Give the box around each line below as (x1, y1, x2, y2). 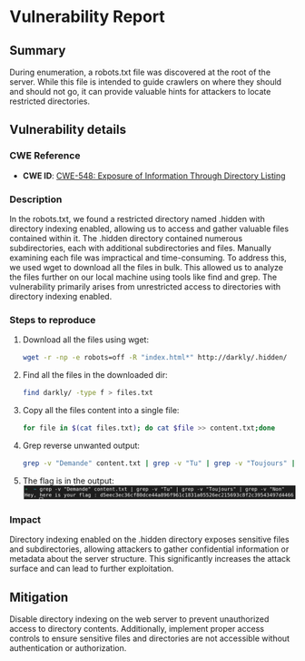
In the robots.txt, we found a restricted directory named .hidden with (9, 213, 265, 224)
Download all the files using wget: (22, 334, 150, 345)
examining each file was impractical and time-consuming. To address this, (9, 252, 288, 263)
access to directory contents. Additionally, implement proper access (9, 624, 265, 635)
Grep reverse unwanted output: (22, 440, 141, 451)
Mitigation (9, 589, 69, 605)
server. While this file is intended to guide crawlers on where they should (9, 76, 282, 87)
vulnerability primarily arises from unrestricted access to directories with (9, 280, 281, 292)
